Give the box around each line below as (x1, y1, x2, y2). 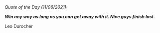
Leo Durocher (4, 23, 33, 29)
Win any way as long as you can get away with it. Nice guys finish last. (4, 14, 156, 19)
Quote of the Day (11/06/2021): (4, 4, 68, 10)
